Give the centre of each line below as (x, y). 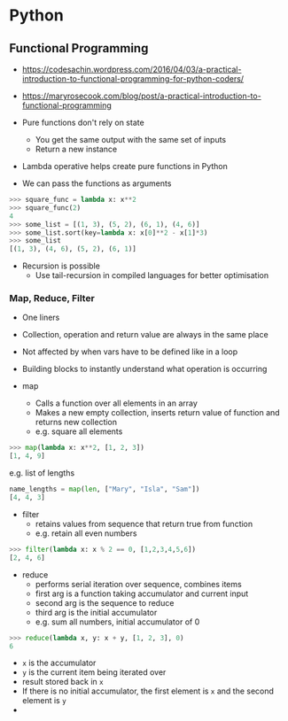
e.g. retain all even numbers (86, 533)
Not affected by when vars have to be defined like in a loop (129, 352)
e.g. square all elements (79, 431)
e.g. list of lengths (42, 473)
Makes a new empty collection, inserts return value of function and (158, 413)
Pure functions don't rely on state (83, 122)
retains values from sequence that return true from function (144, 523)
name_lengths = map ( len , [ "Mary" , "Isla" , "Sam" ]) (105, 489)
